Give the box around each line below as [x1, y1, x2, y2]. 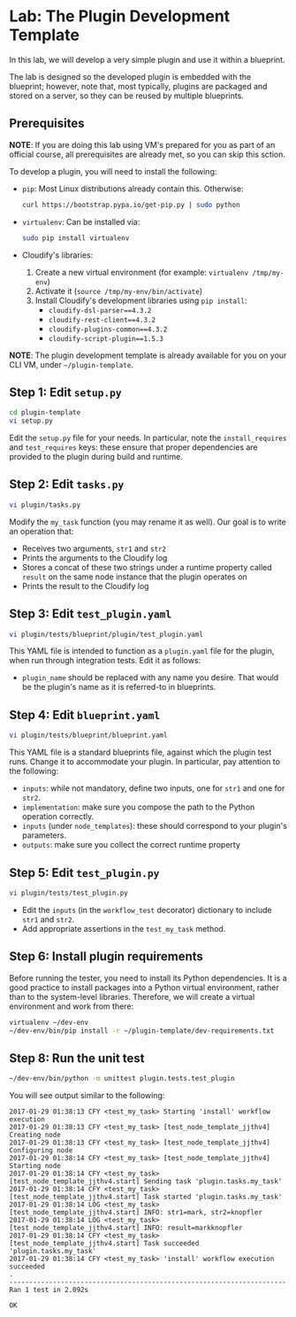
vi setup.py [9, 416, 53, 426]
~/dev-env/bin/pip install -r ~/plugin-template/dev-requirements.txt [9, 1026, 275, 1035]
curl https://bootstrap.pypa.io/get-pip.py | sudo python [21, 200, 240, 209]
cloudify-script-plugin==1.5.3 [48, 334, 163, 343]
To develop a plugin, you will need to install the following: [9, 166, 217, 176]
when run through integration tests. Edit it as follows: [9, 655, 201, 666]
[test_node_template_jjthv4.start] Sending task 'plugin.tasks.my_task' [9, 1177, 283, 1186]
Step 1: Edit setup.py [9, 384, 122, 399]
